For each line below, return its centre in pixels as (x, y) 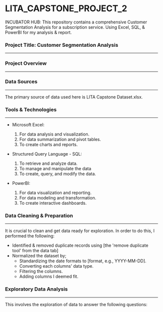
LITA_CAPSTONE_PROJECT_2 (66, 9)
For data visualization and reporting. (55, 193)
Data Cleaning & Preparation (39, 216)
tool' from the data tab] (35, 251)
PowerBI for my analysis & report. (38, 32)
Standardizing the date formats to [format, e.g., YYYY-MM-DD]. (83, 261)
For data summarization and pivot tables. (60, 139)
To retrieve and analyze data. (48, 163)
